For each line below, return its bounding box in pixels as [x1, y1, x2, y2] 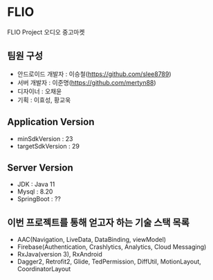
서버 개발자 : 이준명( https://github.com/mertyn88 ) [17, 78, 157, 86]
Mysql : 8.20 [17, 187, 53, 196]
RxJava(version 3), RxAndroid [17, 250, 102, 259]
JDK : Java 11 [17, 180, 55, 189]
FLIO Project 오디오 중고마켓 [7, 28, 85, 36]
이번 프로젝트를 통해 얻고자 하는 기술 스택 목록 [7, 216, 190, 228]
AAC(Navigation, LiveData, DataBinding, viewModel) [17, 236, 167, 244]
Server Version [7, 162, 74, 174]
